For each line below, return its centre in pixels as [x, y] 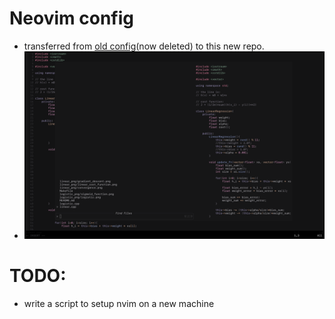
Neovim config [71, 18]
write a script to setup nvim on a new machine [119, 303]
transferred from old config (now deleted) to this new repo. [144, 46]
